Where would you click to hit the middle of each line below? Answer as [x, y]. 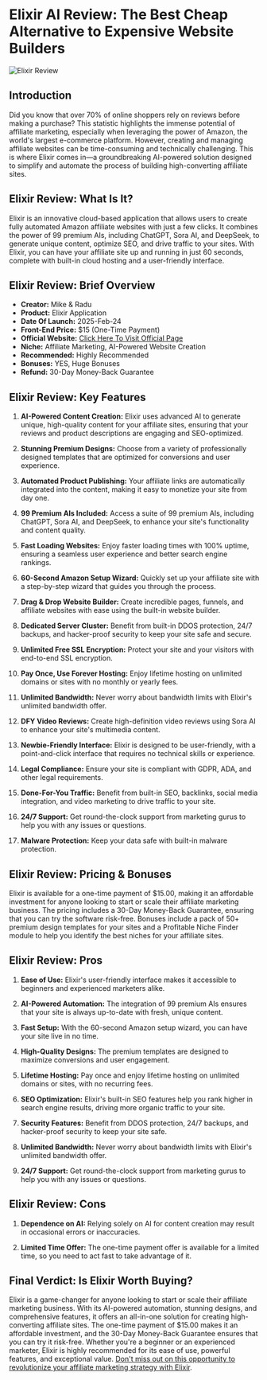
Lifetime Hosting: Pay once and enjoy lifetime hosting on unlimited [130, 1075]
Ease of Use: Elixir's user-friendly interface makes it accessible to [128, 980]
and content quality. [53, 530]
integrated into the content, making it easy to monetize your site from [133, 489]
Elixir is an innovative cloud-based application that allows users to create [128, 218]
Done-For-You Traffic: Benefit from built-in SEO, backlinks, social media [139, 793]
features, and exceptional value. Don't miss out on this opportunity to [122, 1359]
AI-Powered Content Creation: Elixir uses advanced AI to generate [131, 416]
